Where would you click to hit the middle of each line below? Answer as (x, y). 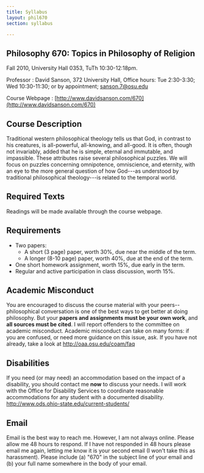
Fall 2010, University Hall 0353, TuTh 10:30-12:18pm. (72, 68)
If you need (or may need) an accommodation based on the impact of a (96, 378)
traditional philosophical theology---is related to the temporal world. (91, 177)
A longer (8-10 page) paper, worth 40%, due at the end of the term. (109, 258)
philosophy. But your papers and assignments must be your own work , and (102, 318)
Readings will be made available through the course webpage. (84, 211)
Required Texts (36, 197)
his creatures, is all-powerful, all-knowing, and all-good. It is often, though (99, 145)
